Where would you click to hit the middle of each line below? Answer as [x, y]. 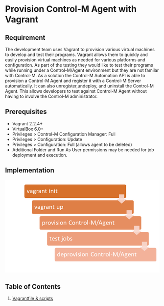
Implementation [30, 170]
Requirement [25, 38]
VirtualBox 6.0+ [28, 129]
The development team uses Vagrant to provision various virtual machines [80, 49]
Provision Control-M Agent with [71, 9]
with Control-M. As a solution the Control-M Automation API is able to [75, 75]
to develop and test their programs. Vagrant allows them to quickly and [77, 55]
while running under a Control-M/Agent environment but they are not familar [82, 70]
